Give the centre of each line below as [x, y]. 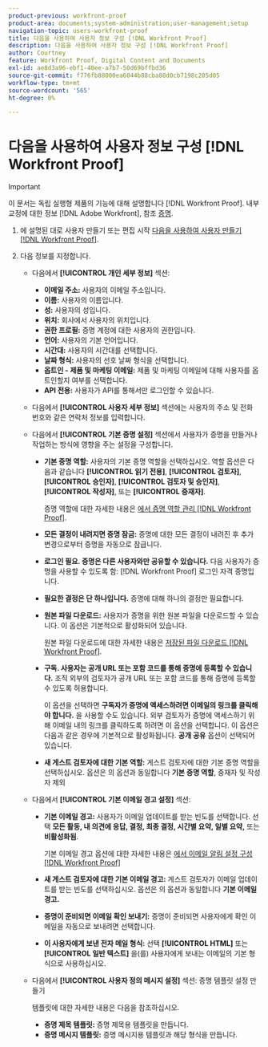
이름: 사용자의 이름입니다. [84, 300]
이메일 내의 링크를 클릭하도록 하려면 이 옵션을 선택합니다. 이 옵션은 [156, 725]
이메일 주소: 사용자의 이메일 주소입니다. [105, 290]
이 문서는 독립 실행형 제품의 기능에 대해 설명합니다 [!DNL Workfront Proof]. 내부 [134, 203]
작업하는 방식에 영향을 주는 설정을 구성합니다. [102, 444]
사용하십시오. [86, 964]
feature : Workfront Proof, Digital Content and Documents [107, 61]
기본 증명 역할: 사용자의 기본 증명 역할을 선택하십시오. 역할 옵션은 [145, 461]
